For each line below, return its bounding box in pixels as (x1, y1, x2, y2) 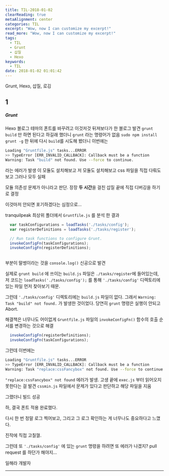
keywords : (5, 59, 26, 64)
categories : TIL (5, 21, 39, 27)
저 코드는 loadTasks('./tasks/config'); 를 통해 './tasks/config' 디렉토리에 (5, 277, 161, 283)
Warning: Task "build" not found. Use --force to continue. (5, 158, 134, 163)
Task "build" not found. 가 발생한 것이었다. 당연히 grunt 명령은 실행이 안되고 (5, 300, 161, 306)
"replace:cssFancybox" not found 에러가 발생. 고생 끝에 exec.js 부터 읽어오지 (5, 376, 162, 383)
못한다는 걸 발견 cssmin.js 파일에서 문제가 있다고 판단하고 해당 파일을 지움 (5, 383, 152, 389)
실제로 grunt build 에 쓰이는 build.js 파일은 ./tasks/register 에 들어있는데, (5, 271, 159, 277)
